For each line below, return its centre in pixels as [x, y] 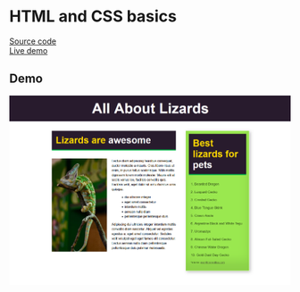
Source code [33, 41]
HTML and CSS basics [93, 17]
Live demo [29, 50]
